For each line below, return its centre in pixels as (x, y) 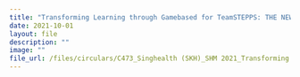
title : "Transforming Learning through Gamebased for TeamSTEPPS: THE (143, 17)
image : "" (28, 50)
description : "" (39, 42)
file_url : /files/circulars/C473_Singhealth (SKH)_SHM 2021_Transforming (150, 58)
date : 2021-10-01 (42, 26)
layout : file (33, 34)
